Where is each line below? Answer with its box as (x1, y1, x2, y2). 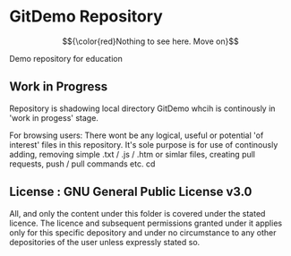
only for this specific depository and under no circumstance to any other (9, 226, 277, 238)
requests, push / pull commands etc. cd (9, 158, 156, 169)
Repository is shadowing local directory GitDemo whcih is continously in (9, 103, 276, 114)
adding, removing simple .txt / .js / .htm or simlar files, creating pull (9, 149, 256, 159)
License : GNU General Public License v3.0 (9, 184, 252, 200)
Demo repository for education (9, 53, 123, 64)
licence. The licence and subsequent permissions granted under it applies (9, 218, 283, 228)
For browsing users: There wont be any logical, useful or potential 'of (9, 130, 264, 141)
